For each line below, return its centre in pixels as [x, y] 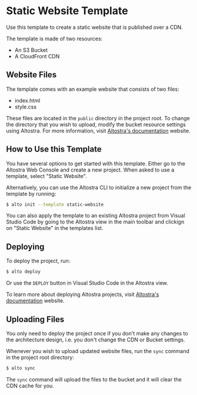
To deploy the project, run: [38, 261]
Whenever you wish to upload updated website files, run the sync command [98, 351]
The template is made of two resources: [54, 38]
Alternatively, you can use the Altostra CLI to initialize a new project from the [99, 187]
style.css [26, 107]
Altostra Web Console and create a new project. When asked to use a [90, 170]
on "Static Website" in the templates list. [55, 228]
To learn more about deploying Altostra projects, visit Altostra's [83, 294]
